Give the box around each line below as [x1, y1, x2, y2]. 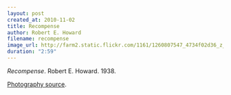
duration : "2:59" [7, 49, 57, 55]
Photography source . [7, 80, 67, 88]
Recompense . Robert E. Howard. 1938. [7, 66, 117, 75]
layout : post [7, 10, 45, 17]
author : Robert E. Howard [7, 29, 81, 36]
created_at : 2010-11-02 [7, 16, 76, 23]
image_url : [7, 42, 38, 49]
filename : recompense [7, 36, 69, 42]
